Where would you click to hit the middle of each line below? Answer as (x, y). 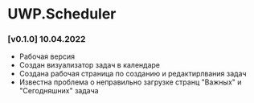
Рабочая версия (47, 56)
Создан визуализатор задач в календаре (90, 65)
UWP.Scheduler (62, 14)
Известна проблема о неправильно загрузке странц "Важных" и (130, 82)
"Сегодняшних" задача (59, 91)
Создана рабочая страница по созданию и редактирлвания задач (133, 74)
